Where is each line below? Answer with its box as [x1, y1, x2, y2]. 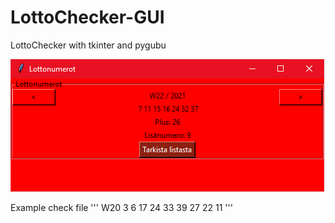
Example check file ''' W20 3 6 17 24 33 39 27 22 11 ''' [10, 201, 233, 213]
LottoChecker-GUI [10, 6, 165, 29]
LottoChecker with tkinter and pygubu [10, 39, 167, 51]
